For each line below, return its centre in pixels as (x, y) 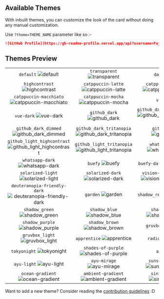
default (28, 74)
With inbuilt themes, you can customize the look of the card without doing (79, 20)
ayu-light (25, 264)
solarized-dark (104, 173)
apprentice (88, 238)
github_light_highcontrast (39, 141)
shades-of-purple (104, 248)
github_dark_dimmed (39, 128)
